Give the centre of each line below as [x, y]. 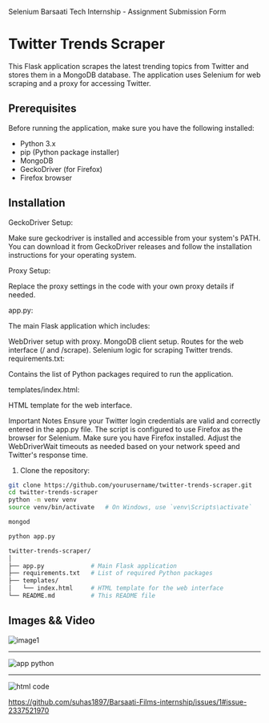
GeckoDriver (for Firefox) [61, 169]
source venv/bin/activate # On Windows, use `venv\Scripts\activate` [130, 508]
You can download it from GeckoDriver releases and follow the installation [130, 246]
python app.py [32, 536]
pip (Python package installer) [70, 152]
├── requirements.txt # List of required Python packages [111, 574]
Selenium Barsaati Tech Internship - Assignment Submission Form [117, 12]
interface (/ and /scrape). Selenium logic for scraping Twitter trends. [121, 349]
